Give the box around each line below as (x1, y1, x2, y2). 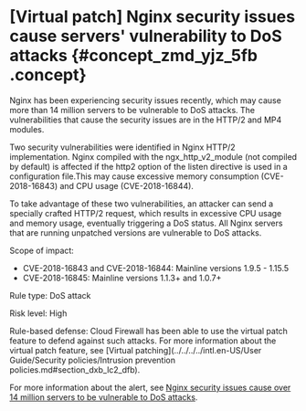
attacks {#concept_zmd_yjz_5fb (9, 46, 259, 66)
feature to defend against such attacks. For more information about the (9, 335, 277, 346)
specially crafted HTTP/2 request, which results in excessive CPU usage (9, 207, 282, 218)
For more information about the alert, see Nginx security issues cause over (9, 382, 291, 393)
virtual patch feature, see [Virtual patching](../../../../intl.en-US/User (9, 344, 262, 355)
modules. (9, 123, 45, 134)
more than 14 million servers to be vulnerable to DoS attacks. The (9, 104, 256, 115)
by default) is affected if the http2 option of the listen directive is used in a (9, 161, 288, 172)
